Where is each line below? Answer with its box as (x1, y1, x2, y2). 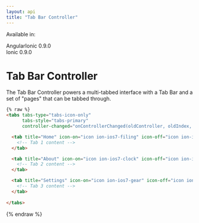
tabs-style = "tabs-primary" (21, 118, 89, 124)
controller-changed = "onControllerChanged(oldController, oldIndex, (21, 123, 192, 130)
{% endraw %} (6, 211, 43, 218)
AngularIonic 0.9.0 (6, 42, 52, 49)
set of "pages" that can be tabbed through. (6, 95, 111, 102)
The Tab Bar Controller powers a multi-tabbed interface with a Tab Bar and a (6, 89, 193, 96)
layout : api (6, 8, 36, 15)
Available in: (6, 30, 36, 37)
